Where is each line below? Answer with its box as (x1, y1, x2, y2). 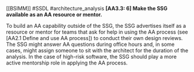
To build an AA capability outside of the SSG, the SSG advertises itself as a (6, 23, 186, 29)
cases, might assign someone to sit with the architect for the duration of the (6, 47, 189, 54)
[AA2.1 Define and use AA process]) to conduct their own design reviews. (6, 35, 183, 41)
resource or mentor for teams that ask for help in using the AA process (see (6, 28, 188, 35)
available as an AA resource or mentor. (6, 11, 102, 18)
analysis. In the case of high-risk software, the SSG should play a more (6, 53, 177, 60)
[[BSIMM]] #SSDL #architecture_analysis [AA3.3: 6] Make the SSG (6, 5, 168, 12)
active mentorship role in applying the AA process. (6, 59, 128, 66)
